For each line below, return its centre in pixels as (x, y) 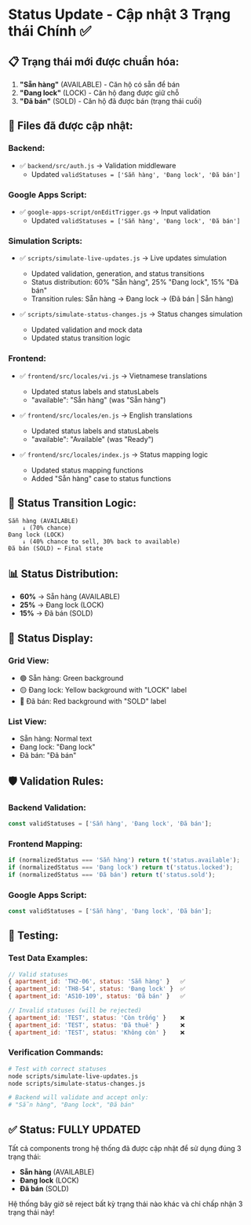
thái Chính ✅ (50, 31)
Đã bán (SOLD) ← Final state (56, 549)
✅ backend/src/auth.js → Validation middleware (98, 165)
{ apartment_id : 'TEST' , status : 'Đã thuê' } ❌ (96, 1025)
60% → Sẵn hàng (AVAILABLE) (69, 597)
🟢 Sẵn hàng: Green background (71, 678)
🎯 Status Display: (51, 638)
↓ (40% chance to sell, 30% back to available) (101, 542)
